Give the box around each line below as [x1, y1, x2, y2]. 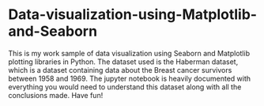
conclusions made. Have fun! [8, 90, 104, 100]
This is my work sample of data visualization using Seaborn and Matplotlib [8, 48, 251, 58]
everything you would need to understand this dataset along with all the [8, 81, 242, 92]
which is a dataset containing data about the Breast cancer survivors [8, 65, 232, 74]
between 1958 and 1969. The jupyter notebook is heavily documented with [8, 74, 251, 83]
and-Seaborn [8, 22, 97, 40]
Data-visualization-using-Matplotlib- [8, 6, 258, 24]
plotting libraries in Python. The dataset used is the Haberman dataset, [8, 57, 239, 66]
